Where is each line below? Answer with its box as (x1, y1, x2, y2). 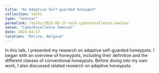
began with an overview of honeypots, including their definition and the (5, 52, 148, 58)
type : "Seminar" (5, 16, 38, 21)
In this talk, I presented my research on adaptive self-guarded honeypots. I (5, 47, 155, 53)
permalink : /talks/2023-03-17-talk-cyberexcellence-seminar (5, 20, 130, 26)
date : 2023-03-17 (5, 29, 40, 34)
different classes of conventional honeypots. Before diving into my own (5, 58, 148, 63)
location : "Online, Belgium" (5, 34, 64, 39)
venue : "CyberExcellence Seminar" (5, 25, 75, 30)
